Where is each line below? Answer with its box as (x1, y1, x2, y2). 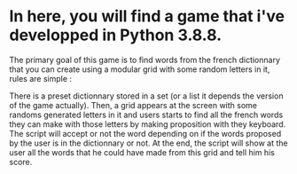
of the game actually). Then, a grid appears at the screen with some (9, 99, 257, 110)
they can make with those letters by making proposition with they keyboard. (9, 118, 286, 130)
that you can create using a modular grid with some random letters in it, (9, 64, 270, 75)
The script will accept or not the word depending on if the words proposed (9, 128, 282, 138)
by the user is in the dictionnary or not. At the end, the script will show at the (9, 138, 288, 148)
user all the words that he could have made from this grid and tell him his (9, 146, 275, 157)
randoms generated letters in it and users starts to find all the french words (9, 109, 284, 120)
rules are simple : (9, 73, 73, 83)
